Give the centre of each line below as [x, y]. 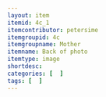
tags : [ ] [25, 81]
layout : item [28, 15]
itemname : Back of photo [48, 52]
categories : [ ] [35, 74]
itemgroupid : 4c [34, 37]
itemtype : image [34, 59]
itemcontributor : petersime [53, 30]
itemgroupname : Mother [44, 45]
